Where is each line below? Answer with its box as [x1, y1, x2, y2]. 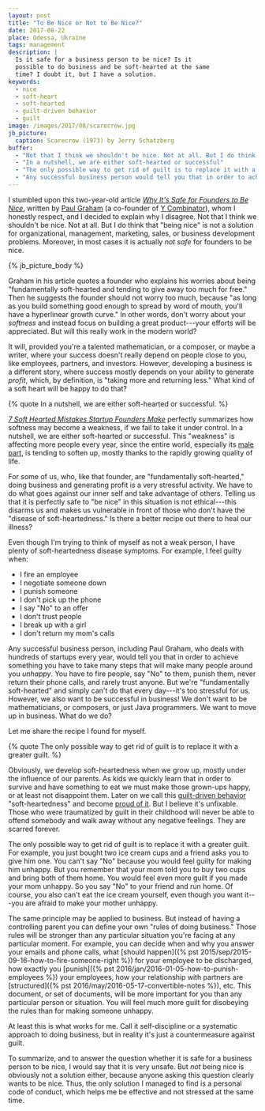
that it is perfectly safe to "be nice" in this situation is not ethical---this [8, 497, 237, 506]
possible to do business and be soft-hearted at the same [15, 63, 211, 71]
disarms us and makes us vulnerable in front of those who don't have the [8, 505, 246, 515]
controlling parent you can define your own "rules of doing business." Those [8, 922, 256, 932]
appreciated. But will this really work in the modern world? [8, 326, 197, 336]
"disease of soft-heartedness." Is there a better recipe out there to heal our [8, 513, 252, 523]
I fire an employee [19, 569, 79, 579]
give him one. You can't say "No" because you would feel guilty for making [8, 856, 252, 866]
